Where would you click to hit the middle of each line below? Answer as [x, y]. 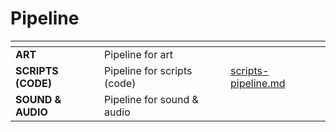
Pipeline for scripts [148, 70]
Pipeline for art [138, 54]
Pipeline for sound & [151, 99]
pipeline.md [258, 83]
